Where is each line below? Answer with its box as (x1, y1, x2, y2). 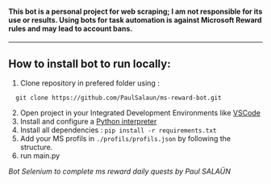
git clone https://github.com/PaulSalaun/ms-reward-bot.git (15, 94, 222, 102)
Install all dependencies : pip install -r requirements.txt (19, 125, 217, 135)
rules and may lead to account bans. (8, 23, 133, 33)
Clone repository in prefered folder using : (19, 78, 160, 88)
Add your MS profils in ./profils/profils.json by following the (19, 134, 231, 144)
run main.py (19, 151, 60, 161)
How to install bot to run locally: (8, 56, 171, 70)
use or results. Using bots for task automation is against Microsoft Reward (8, 15, 262, 24)
